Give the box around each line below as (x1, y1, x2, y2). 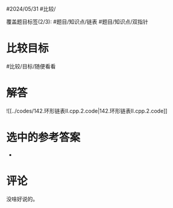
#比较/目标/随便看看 (6, 62, 56, 70)
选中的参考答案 (6, 131, 81, 145)
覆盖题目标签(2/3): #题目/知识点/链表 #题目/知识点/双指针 (6, 18, 149, 25)
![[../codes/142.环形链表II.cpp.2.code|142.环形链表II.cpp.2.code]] (6, 107, 168, 114)
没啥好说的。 (6, 195, 38, 203)
